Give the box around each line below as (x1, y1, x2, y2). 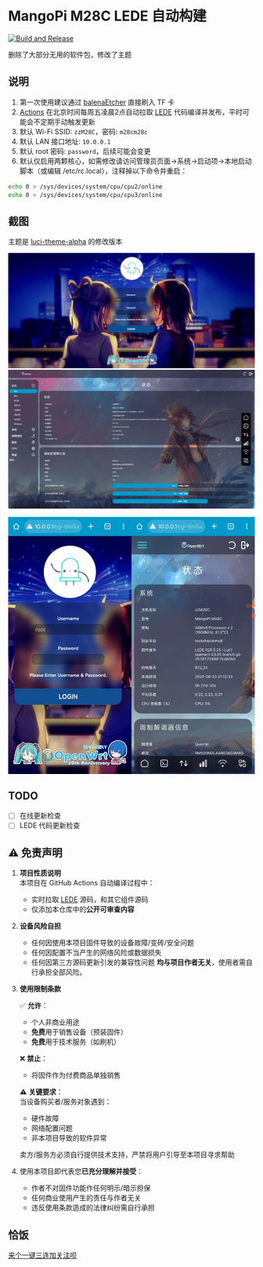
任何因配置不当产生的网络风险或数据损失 (31, 948, 162, 958)
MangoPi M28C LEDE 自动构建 (8, 7, 207, 25)
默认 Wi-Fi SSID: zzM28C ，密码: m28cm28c (19, 126, 148, 136)
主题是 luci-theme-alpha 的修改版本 (8, 237, 123, 246)
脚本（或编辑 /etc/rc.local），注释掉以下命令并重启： (19, 166, 188, 175)
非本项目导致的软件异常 (31, 1134, 107, 1143)
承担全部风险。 (38, 967, 87, 977)
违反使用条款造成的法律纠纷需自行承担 (31, 1203, 155, 1213)
